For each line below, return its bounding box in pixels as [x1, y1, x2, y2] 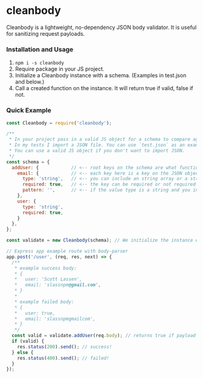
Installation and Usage [6, 45, 74, 53]
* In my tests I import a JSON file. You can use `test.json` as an [8, 142, 185, 148]
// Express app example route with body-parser [6, 249, 129, 255]
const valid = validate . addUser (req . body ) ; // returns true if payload [11, 333, 196, 339]
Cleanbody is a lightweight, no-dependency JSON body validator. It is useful [6, 24, 197, 31]
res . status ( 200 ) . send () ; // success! [17, 344, 112, 350]
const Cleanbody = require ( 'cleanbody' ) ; [6, 120, 112, 126]
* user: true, [14, 310, 56, 316]
